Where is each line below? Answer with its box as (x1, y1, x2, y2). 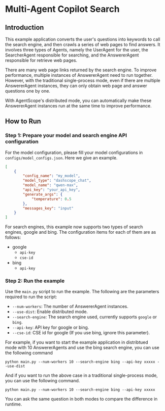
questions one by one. (5, 88, 51, 94)
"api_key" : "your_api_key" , (23, 187, 80, 193)
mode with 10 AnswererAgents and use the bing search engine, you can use (5, 345, 160, 351)
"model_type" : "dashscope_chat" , (23, 178, 92, 183)
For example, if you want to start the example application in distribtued (5, 339, 149, 345)
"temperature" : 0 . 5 (31, 197, 71, 202)
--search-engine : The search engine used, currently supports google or (12, 314, 157, 320)
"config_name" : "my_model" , (23, 173, 80, 179)
